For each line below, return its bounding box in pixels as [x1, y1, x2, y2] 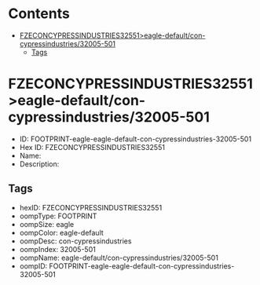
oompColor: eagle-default [19, 228, 104, 237]
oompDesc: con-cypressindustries [19, 236, 132, 246]
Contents [8, 5, 71, 23]
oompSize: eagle [19, 219, 75, 228]
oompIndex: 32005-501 [19, 244, 96, 254]
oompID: [19, 261, 48, 271]
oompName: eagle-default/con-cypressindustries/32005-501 [19, 253, 218, 262]
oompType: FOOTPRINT [19, 211, 97, 221]
